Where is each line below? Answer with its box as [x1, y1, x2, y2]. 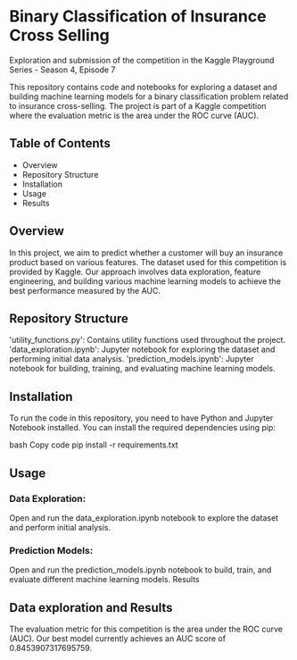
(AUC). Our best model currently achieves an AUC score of [9, 632, 226, 644]
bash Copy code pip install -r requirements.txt [9, 439, 178, 450]
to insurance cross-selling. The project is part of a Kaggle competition [9, 100, 267, 111]
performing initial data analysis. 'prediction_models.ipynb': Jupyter [9, 354, 254, 364]
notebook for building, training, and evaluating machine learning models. [9, 363, 276, 374]
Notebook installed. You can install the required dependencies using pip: [9, 422, 276, 433]
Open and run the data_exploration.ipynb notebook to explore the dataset [9, 512, 279, 523]
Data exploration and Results [9, 600, 173, 615]
